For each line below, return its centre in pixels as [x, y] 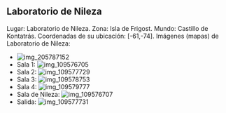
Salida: [26, 102]
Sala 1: [26, 64]
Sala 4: [27, 86]
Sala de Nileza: [38, 94]
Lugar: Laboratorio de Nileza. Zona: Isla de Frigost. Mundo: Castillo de [107, 28]
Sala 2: [27, 72]
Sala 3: [27, 79]
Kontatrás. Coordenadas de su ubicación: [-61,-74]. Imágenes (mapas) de [113, 36]
